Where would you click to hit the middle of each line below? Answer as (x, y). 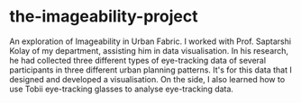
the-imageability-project (104, 17)
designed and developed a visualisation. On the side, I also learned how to (147, 79)
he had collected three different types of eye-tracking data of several (138, 60)
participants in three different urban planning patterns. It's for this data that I (151, 70)
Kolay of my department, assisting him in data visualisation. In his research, (149, 50)
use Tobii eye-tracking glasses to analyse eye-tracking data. (122, 89)
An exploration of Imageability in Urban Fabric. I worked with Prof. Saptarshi (150, 41)
